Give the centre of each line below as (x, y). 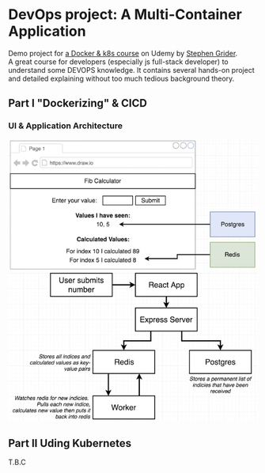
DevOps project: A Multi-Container (125, 15)
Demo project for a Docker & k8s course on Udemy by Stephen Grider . (123, 53)
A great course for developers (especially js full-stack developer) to (118, 62)
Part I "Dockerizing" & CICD (78, 103)
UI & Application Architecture (65, 126)
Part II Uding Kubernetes (70, 443)
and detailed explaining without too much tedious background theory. (121, 78)
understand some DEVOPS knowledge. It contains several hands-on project (131, 70)
